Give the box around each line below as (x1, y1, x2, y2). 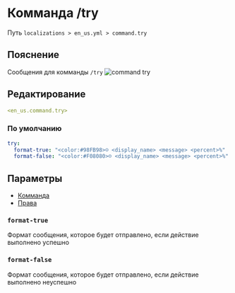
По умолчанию (7, 124, 62, 134)
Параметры (7, 172, 63, 185)
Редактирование (7, 88, 86, 100)
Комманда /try (7, 5, 99, 21)
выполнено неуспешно (7, 277, 77, 286)
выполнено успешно (7, 239, 69, 247)
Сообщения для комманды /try (7, 67, 104, 76)
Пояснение (7, 49, 60, 61)
